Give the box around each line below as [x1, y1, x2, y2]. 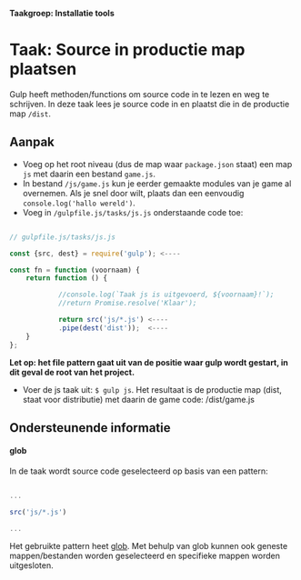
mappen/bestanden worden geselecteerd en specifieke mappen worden [9, 550, 280, 561]
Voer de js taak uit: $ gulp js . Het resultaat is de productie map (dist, [22, 384, 282, 395]
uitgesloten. [9, 559, 54, 571]
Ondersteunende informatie [9, 420, 171, 435]
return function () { [25, 274, 107, 283]
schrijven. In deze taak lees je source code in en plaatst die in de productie [9, 98, 290, 109]
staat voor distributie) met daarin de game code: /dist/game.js [22, 394, 255, 405]
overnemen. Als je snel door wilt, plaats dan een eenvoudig [22, 187, 245, 198]
